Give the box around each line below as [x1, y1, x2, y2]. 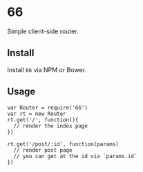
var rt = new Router [7, 110, 67, 117]
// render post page [13, 146, 73, 153]
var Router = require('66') [7, 104, 88, 111]
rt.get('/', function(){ [7, 116, 79, 123]
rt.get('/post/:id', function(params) [7, 140, 119, 148]
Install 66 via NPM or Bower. [7, 65, 86, 74]
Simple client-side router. [7, 27, 79, 35]
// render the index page [13, 122, 88, 129]
